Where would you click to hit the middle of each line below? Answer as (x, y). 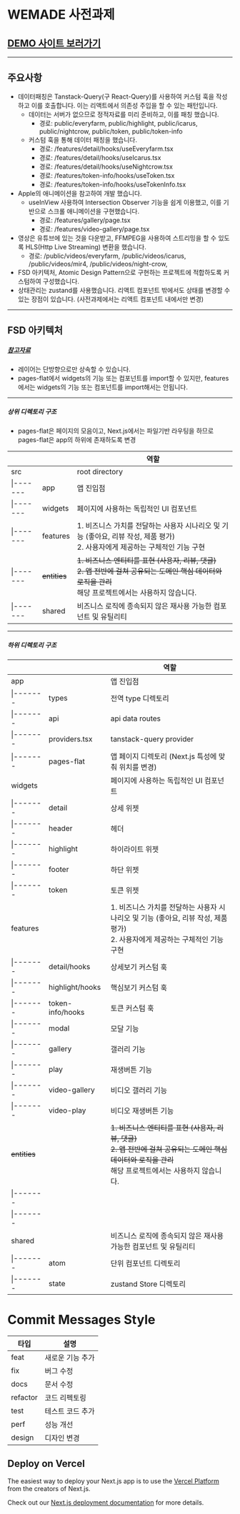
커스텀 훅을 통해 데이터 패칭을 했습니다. (83, 139)
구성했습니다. (61, 281)
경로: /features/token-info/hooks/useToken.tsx (107, 175)
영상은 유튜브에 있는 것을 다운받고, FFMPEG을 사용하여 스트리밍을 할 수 (117, 238)
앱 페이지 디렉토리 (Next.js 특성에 (164, 756)
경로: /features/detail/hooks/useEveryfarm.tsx (106, 149)
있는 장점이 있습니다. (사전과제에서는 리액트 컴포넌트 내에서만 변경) (111, 299)
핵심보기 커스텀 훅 (139, 988)
